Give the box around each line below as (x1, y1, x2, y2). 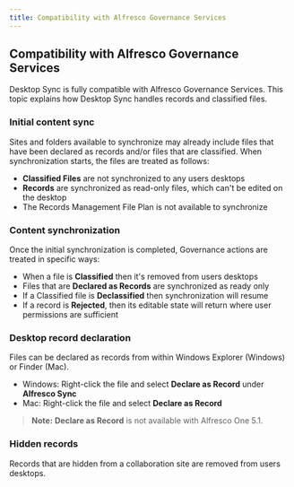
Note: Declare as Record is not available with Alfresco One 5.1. (30, 415, 264, 426)
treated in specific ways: (9, 254, 100, 265)
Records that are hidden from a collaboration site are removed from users (9, 458, 281, 469)
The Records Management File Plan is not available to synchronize (22, 201, 268, 212)
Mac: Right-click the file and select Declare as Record (22, 398, 222, 409)
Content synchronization (9, 223, 121, 236)
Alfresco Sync (22, 388, 77, 399)
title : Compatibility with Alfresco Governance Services (9, 13, 227, 22)
